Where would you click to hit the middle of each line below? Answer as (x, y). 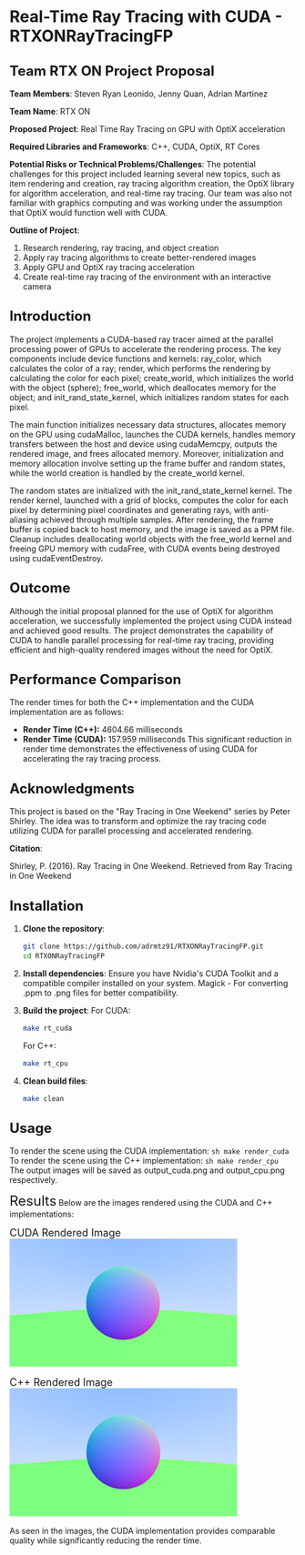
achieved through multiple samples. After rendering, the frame (158, 520)
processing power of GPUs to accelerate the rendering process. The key (146, 348)
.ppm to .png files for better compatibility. (101, 993)
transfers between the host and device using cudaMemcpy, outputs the (143, 444)
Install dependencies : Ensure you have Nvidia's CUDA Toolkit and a (151, 973)
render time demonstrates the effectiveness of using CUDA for (140, 749)
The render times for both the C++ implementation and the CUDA (132, 702)
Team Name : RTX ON (50, 111)
